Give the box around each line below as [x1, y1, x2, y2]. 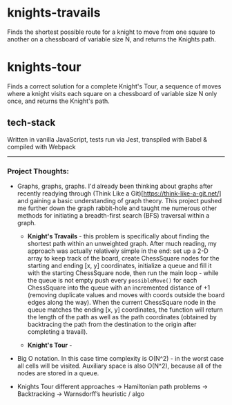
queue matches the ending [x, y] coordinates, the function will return [27, 305, 223, 314]
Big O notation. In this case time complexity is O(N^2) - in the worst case [17, 354, 224, 362]
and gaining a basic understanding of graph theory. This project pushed [17, 196, 222, 205]
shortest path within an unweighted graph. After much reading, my [27, 239, 217, 247]
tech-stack [7, 117, 56, 129]
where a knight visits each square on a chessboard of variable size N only [7, 89, 217, 97]
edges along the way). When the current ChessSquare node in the [27, 298, 216, 306]
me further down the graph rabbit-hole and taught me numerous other [17, 204, 217, 212]
